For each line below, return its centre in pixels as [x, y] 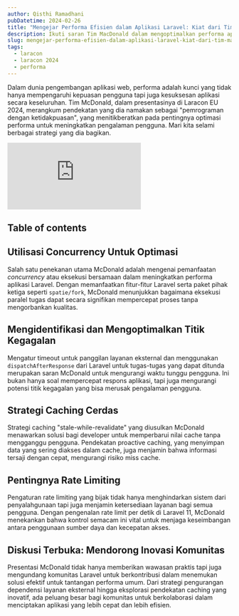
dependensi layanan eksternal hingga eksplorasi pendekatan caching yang [117, 590]
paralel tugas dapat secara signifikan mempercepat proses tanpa [103, 299]
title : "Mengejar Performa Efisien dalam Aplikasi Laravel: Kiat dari [114, 27]
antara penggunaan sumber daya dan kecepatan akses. [89, 528]
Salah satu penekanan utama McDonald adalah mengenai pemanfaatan [112, 269]
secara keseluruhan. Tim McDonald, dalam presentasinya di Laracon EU [113, 102]
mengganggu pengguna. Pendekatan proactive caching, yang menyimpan [116, 443]
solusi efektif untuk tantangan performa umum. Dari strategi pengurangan [116, 583]
